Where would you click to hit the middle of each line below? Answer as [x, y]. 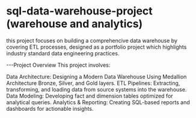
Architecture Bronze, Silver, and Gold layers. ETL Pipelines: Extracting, [93, 83]
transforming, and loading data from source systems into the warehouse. [96, 89]
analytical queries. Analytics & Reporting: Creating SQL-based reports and [98, 102]
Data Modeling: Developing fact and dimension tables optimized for [90, 96]
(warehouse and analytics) [75, 24]
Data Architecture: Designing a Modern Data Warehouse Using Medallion [96, 76]
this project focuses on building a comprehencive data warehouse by [92, 40]
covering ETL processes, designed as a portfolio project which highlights [96, 47]
